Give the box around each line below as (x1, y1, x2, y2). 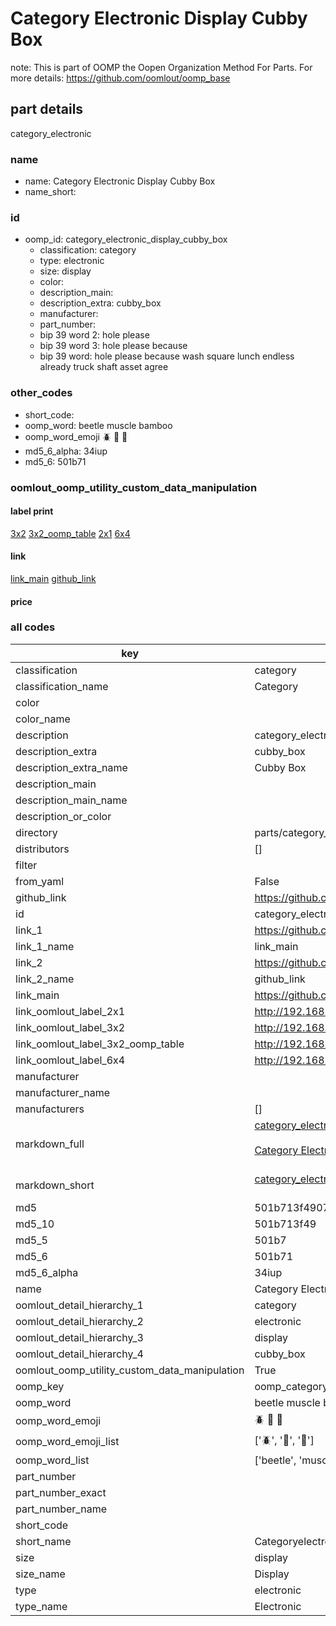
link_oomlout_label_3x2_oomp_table (15, 1037, 185, 1051)
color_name (15, 712, 71, 726)
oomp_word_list (15, 1453, 90, 1467)
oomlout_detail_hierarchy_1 (15, 1298, 144, 1312)
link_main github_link (10, 572, 97, 584)
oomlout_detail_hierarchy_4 (15, 1347, 144, 1361)
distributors (15, 842, 70, 856)
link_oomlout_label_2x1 (15, 1004, 126, 1018)
